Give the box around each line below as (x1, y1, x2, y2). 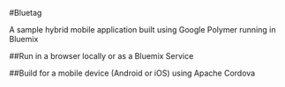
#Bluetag (9, 8, 42, 18)
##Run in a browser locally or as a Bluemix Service (9, 51, 194, 61)
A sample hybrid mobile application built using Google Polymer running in (9, 25, 276, 34)
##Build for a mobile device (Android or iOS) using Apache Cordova (9, 68, 256, 78)
